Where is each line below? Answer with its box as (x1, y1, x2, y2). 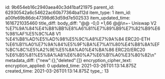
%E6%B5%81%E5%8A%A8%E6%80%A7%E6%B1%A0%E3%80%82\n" (5, 52, 156, 58)
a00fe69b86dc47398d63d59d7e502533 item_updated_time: (5, 15, 130, 20)
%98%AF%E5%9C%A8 (5, 31, 55, 36)
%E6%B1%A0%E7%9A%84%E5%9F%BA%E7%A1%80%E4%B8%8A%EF (5, 41, 160, 47)
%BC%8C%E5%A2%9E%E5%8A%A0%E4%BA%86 (5, 47, 114, 52)
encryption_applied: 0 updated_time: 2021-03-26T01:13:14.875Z (5, 62, 136, 68)
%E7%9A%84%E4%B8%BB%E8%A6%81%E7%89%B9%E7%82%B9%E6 (5, 25, 160, 31)
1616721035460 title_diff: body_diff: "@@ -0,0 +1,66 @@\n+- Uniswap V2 (5, 20, 156, 26)
